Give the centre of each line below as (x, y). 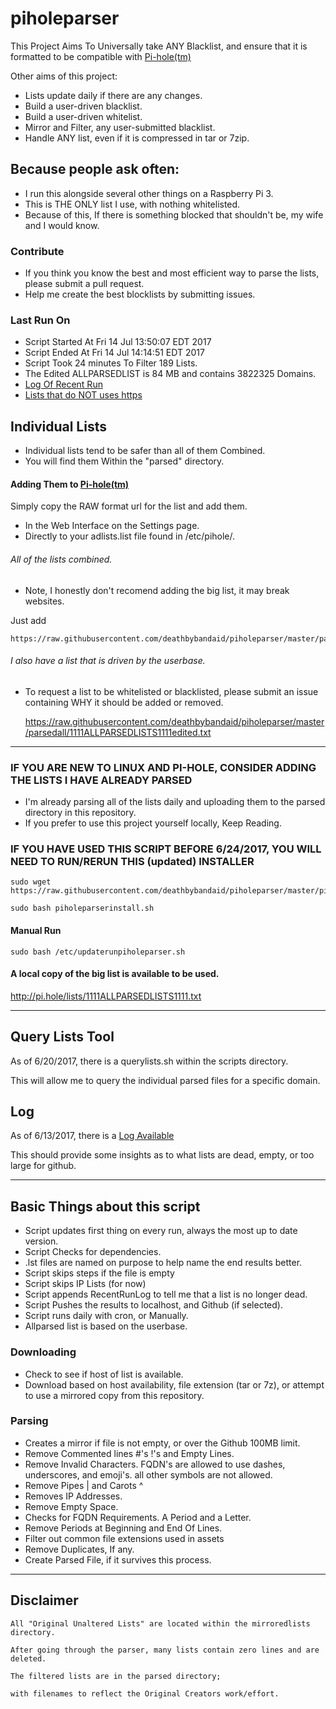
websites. (44, 601)
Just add (28, 620)
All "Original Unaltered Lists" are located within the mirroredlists (160, 1623)
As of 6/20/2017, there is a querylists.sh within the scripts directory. (149, 1061)
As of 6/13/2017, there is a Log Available (92, 1136)
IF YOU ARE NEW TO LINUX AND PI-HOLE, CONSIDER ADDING (163, 767)
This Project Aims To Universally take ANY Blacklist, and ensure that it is (159, 46)
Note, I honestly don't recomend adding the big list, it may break (157, 590)
